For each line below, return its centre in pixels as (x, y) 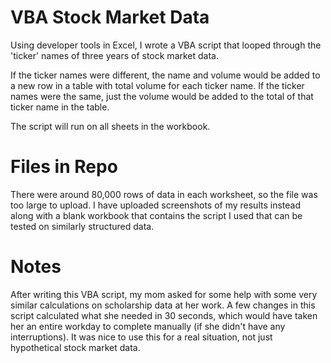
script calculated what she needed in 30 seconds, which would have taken (164, 315)
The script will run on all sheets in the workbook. (110, 126)
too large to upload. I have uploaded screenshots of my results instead (155, 205)
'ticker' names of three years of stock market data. (115, 55)
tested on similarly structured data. (82, 226)
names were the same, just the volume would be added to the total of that (162, 96)
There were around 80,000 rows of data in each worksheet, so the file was (164, 194)
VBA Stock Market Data (110, 17)
